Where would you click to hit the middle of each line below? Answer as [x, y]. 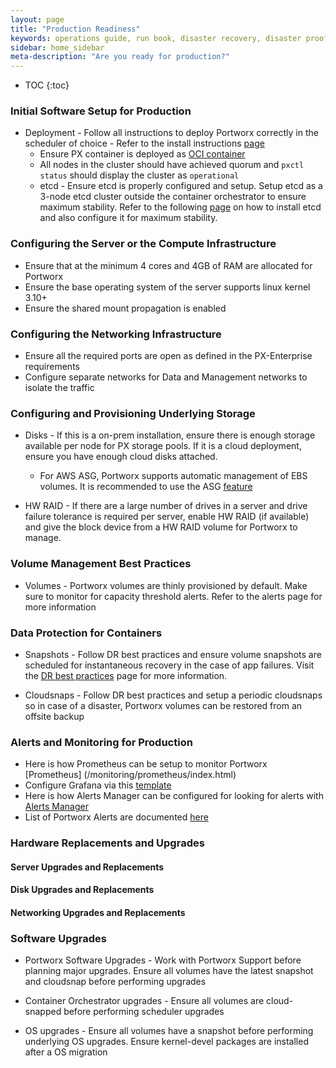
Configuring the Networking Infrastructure [116, 334]
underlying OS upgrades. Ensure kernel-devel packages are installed [166, 1042]
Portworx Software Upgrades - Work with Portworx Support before [163, 960]
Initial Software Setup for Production [101, 111]
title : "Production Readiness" [75, 29]
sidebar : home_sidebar [57, 47]
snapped [43, 1012]
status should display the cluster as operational [139, 175]
